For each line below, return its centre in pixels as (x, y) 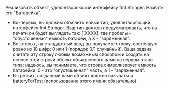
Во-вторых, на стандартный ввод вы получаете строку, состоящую (85, 44)
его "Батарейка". (23, 13)
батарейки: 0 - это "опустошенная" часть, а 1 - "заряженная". (79, 70)
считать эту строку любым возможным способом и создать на (81, 54)
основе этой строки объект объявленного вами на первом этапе (83, 60)
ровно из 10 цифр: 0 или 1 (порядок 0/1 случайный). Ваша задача (82, 49)
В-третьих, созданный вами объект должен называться (73, 76)
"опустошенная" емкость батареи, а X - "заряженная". (71, 38)
